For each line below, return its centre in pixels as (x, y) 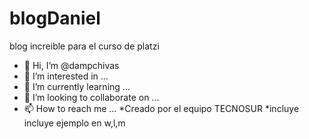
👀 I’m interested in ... (66, 76)
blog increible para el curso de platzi (84, 46)
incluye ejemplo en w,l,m (74, 123)
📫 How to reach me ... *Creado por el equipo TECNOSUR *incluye (161, 108)
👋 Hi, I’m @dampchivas (71, 65)
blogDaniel (55, 18)
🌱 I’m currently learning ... (77, 86)
